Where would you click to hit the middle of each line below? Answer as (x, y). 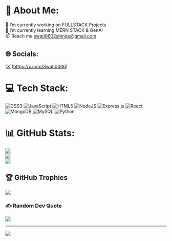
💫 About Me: (32, 11)
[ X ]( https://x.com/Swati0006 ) (37, 66)
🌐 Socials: (22, 54)
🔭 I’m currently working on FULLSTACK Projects (56, 25)
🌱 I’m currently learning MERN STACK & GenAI (54, 30)
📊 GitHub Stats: (40, 133)
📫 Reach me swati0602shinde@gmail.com (51, 36)
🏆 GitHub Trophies (37, 178)
